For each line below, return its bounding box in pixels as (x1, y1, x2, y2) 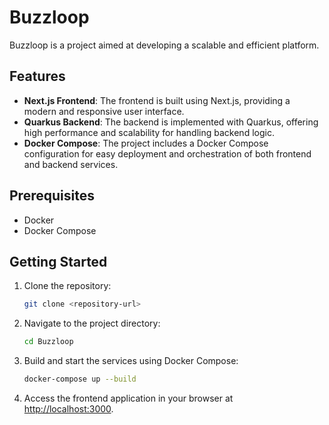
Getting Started (9, 253, 108, 270)
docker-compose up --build (23, 374, 137, 385)
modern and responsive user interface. (23, 105, 185, 117)
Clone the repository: (23, 280, 112, 292)
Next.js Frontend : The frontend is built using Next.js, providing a (23, 94, 291, 106)
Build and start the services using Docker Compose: (23, 355, 239, 367)
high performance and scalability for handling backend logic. (23, 126, 275, 138)
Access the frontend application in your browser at (23, 392, 234, 404)
